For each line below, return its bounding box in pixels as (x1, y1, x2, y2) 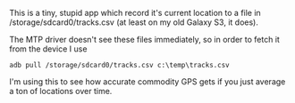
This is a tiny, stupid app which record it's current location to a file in (9, 8, 261, 18)
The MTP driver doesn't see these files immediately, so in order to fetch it (9, 35, 280, 44)
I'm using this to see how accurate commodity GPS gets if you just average (9, 76, 286, 87)
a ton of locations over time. (9, 86, 113, 96)
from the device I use (9, 44, 88, 54)
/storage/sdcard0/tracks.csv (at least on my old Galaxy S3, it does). (9, 17, 259, 28)
